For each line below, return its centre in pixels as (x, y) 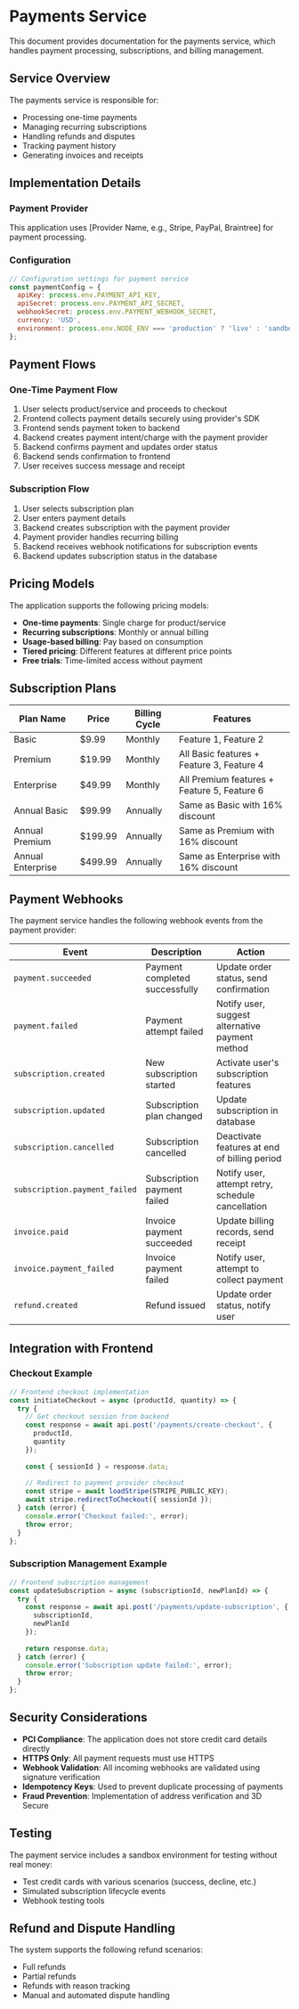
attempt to (238, 1269)
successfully (172, 989)
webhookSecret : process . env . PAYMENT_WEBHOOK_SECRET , (117, 312)
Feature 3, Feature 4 (222, 765)
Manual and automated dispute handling (96, 1996)
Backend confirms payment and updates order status (120, 447)
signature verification (61, 1777)
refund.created (46, 1305)
